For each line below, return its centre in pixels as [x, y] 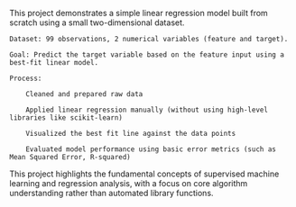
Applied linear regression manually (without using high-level [147, 110]
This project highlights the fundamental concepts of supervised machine [144, 174]
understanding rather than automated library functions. [111, 193]
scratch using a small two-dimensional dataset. [97, 22]
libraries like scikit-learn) [66, 118]
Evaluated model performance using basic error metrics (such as [151, 149]
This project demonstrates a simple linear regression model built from [139, 13]
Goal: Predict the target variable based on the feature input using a [147, 55]
